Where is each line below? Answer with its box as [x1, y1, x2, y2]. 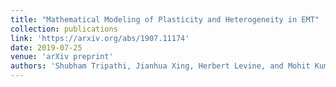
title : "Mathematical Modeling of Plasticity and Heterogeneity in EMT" [10, 14, 320, 25]
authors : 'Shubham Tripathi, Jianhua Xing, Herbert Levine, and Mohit [10, 61, 311, 71]
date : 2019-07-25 [10, 42, 83, 53]
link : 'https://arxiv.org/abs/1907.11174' [10, 33, 190, 43]
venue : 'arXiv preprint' [10, 52, 114, 62]
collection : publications [10, 24, 118, 34]
